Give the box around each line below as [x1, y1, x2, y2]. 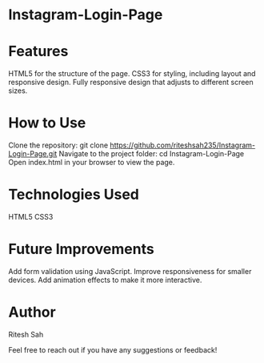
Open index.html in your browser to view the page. [8, 158, 175, 167]
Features [8, 42, 69, 61]
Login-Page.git [8, 149, 58, 159]
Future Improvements [8, 240, 154, 258]
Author [8, 303, 56, 321]
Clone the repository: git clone [8, 140, 109, 150]
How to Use [8, 114, 86, 132]
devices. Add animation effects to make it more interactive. [8, 275, 202, 284]
